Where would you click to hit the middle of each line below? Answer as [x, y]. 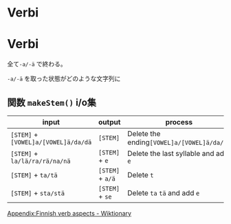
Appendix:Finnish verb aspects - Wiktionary [69, 213]
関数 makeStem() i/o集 [52, 102]
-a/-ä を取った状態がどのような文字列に [64, 79]
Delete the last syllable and [170, 153]
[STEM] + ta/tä [34, 175]
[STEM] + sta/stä [38, 192]
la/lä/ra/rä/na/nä [41, 161]
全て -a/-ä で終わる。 [37, 64]
